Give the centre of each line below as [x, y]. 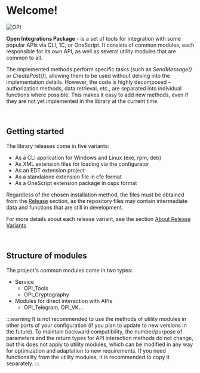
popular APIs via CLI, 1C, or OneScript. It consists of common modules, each [100, 45]
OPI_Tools [36, 288]
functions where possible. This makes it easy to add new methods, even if [97, 95]
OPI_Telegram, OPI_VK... [53, 307]
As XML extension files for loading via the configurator [82, 164]
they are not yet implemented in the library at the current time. [83, 101]
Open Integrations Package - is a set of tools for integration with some [93, 38]
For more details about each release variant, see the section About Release [99, 219]
